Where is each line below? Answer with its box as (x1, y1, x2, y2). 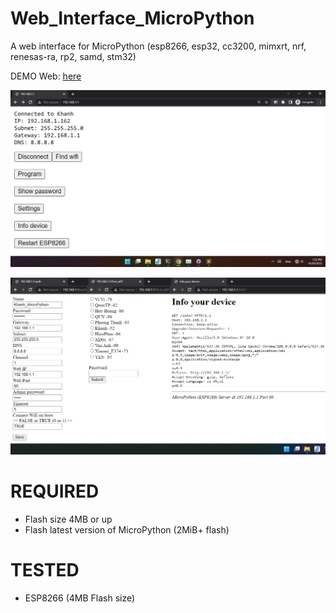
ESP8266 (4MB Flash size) (24, 592, 136, 604)
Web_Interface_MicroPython (10, 7, 255, 30)
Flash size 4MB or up (24, 513, 113, 525)
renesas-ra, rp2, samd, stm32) (10, 50, 137, 62)
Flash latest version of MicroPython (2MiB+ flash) (24, 523, 230, 536)
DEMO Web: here (10, 70, 82, 82)
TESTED (10, 559, 80, 582)
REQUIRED (10, 480, 100, 503)
